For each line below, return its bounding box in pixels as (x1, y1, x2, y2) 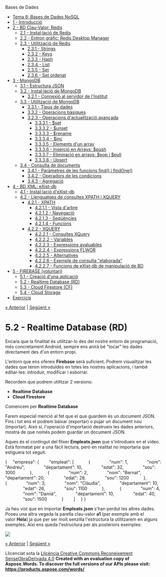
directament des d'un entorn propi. (5, 349, 77, 355)
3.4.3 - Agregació (27, 178, 64, 184)
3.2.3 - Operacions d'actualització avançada (27, 115, 119, 120)
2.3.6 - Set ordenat (27, 72, 66, 78)
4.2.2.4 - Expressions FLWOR (34, 247, 96, 253)
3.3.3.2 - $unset (34, 125, 68, 131)
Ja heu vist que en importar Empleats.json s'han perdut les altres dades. (5, 506, 156, 512)
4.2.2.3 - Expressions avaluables (34, 242, 102, 247)
